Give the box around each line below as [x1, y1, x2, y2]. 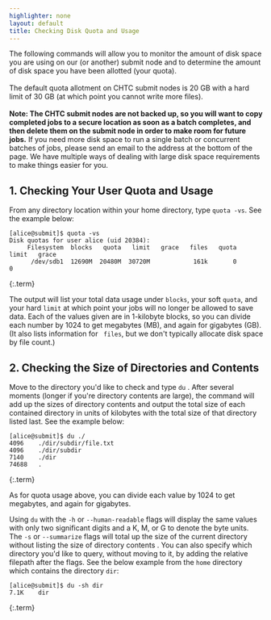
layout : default [9, 19, 64, 27]
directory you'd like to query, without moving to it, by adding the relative [9, 549, 248, 558]
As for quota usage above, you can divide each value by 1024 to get [9, 490, 236, 500]
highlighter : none [9, 11, 71, 20]
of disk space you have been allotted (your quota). [9, 66, 177, 76]
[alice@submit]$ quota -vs [9, 229, 100, 238]
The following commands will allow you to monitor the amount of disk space [9, 49, 262, 59]
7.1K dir [9, 589, 49, 597]
